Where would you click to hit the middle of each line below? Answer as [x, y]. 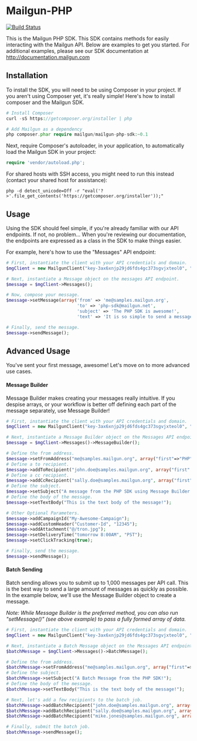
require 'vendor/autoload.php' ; [45, 163]
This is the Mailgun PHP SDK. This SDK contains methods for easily [87, 38]
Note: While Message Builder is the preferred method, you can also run [92, 613]
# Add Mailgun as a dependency [44, 129]
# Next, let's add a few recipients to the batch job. [74, 700]
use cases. [19, 372]
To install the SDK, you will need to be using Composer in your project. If [94, 90]
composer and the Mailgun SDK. [45, 102]
